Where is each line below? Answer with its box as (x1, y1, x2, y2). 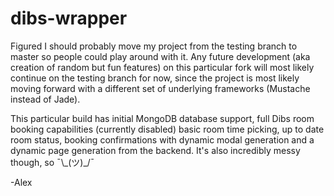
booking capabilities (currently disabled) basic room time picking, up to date (10, 123, 325, 135)
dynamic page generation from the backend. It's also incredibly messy (10, 144, 301, 156)
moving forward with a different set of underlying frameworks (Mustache (10, 82, 311, 94)
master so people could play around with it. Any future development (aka (10, 50, 311, 62)
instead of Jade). (10, 93, 81, 105)
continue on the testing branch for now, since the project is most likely (10, 72, 300, 84)
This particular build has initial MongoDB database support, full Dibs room (10, 112, 315, 124)
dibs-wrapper (10, 7, 128, 30)
